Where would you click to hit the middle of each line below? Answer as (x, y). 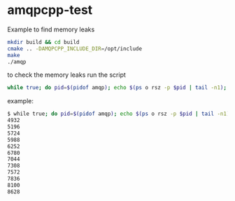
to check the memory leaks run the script (66, 75)
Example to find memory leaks (51, 29)
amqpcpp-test (50, 10)
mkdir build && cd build (43, 42)
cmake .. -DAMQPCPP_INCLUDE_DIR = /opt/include (74, 49)
